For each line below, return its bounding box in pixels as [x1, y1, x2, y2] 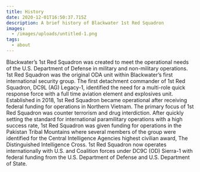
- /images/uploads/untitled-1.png [11, 31, 97, 37]
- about [11, 42, 31, 48]
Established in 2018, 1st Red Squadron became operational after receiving [6, 96, 187, 103]
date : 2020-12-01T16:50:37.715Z [6, 14, 87, 20]
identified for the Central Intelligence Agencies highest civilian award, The [6, 134, 188, 142]
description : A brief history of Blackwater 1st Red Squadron [6, 20, 164, 26]
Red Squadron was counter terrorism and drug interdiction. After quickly [6, 109, 184, 116]
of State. [6, 159, 27, 167]
